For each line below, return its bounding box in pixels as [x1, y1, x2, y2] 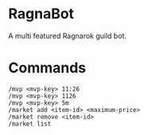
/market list [8, 120, 52, 128]
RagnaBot [8, 5, 74, 23]
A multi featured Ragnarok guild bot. [8, 31, 127, 40]
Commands [8, 59, 87, 77]
